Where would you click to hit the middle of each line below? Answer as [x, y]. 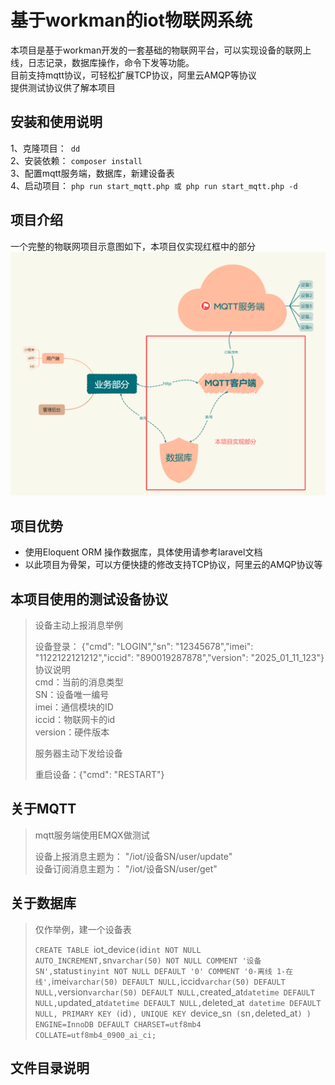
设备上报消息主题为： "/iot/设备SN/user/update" [133, 856]
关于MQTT [43, 809]
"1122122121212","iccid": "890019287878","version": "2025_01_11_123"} [179, 657]
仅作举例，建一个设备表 [83, 929]
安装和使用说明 [56, 122]
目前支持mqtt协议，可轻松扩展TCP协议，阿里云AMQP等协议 [133, 75]
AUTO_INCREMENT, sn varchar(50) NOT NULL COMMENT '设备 [148, 960]
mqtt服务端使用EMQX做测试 [92, 835]
